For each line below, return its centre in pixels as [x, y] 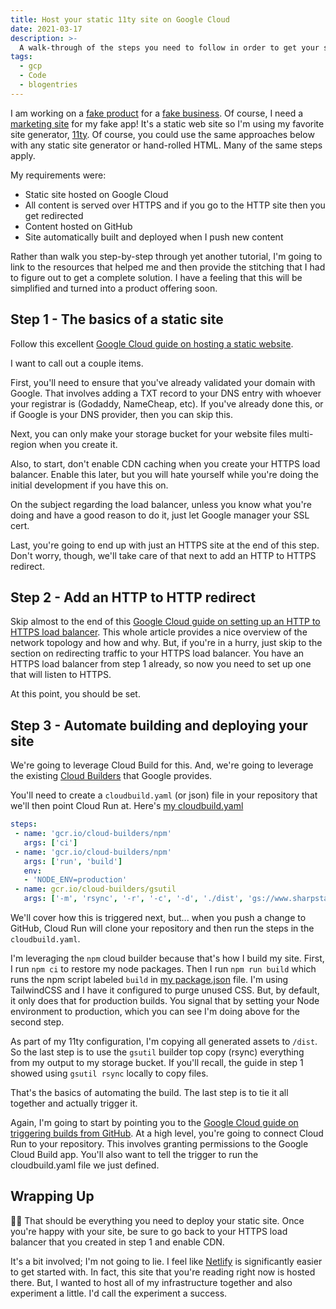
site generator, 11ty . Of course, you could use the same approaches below [162, 134]
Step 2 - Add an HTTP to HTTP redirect [133, 597]
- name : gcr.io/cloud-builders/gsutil [95, 889]
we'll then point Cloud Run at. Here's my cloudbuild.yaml [127, 806]
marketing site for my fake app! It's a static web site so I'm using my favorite [167, 123]
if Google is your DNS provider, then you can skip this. [121, 414]
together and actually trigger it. [74, 1103]
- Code [33, 76]
